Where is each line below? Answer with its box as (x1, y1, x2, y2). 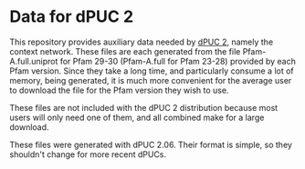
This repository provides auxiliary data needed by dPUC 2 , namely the (9, 36, 274, 47)
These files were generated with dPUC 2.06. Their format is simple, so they (9, 139, 292, 150)
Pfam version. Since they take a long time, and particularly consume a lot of (9, 65, 294, 76)
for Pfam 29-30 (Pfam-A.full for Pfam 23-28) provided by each (59, 55, 297, 66)
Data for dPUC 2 (9, 6, 134, 27)
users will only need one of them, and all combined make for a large (9, 112, 265, 123)
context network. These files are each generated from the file (9, 45, 241, 56)
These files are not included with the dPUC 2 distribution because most (9, 102, 279, 113)
